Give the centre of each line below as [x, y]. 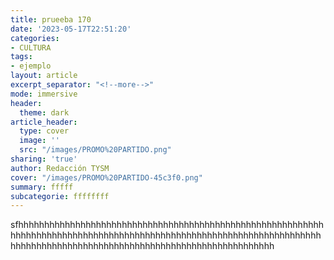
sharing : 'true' [44, 159]
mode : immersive [44, 94]
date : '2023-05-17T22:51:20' [71, 29]
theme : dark [44, 112]
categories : [35, 38]
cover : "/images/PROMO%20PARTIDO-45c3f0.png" [106, 177]
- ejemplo [31, 66]
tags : [21, 57]
